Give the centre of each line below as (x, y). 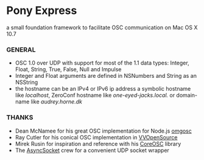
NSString (26, 82)
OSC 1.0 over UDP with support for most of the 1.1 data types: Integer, (102, 63)
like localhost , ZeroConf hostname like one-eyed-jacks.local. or (95, 96)
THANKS (20, 117)
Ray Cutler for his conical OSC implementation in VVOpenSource (96, 137)
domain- (187, 96)
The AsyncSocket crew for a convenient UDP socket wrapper (92, 150)
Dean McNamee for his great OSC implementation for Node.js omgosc (103, 131)
